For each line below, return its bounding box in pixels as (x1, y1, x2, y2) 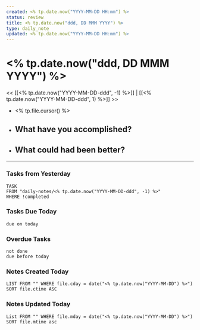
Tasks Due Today (6, 207, 57, 216)
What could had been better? (14, 145, 126, 155)
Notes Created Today (6, 267, 69, 276)
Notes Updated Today (6, 300, 71, 308)
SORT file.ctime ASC (6, 286, 58, 292)
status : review (6, 14, 44, 20)
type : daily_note (6, 25, 49, 32)
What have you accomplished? (14, 124, 132, 135)
